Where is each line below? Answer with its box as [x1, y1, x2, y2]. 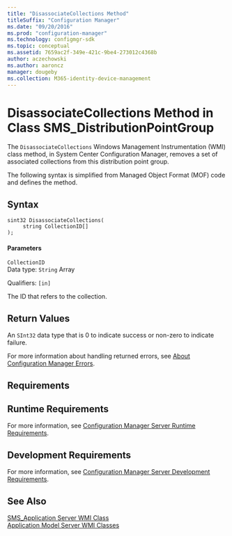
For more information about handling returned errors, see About [7, 352, 190, 361]
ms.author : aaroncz [7, 62, 64, 69]
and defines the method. [7, 178, 78, 187]
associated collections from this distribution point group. [7, 157, 169, 166]
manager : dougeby [7, 68, 58, 75]
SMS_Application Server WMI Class [7, 513, 109, 522]
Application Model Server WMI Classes [7, 521, 120, 529]
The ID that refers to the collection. [7, 292, 107, 301]
